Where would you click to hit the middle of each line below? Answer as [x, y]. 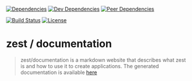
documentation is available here [59, 72]
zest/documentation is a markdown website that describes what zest [103, 60]
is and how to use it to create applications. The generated [90, 66]
